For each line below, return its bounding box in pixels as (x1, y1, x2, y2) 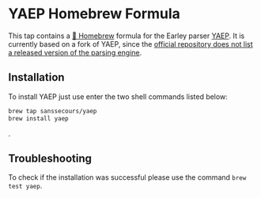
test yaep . (8, 181, 43, 191)
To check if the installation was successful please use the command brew (8, 173, 247, 182)
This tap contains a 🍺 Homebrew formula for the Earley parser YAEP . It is (8, 31, 245, 40)
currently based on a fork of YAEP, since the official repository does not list (8, 39, 253, 48)
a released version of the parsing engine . (8, 48, 142, 57)
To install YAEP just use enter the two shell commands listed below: (8, 92, 228, 101)
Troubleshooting (8, 151, 93, 165)
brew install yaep (8, 114, 69, 123)
